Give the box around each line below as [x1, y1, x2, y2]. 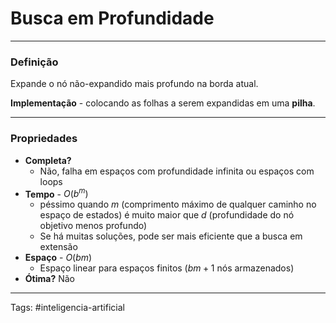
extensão [39, 241, 78, 253]
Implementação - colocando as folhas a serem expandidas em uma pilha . [10, 97, 316, 109]
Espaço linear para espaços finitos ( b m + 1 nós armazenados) [39, 262, 295, 274]
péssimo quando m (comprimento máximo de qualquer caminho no [39, 198, 317, 211]
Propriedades [10, 132, 78, 146]
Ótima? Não [24, 273, 75, 285]
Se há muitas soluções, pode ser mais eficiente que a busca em [39, 230, 303, 242]
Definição [10, 55, 59, 69]
